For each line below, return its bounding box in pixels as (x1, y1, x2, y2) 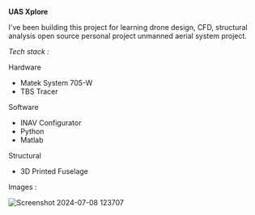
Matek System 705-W (19, 78, 93, 87)
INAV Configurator (19, 118, 82, 128)
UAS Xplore (8, 7, 49, 16)
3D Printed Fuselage (19, 167, 89, 176)
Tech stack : (8, 47, 50, 56)
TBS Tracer (19, 86, 58, 96)
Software (8, 103, 39, 112)
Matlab (19, 135, 44, 145)
